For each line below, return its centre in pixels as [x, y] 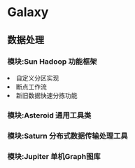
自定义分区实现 [38, 78]
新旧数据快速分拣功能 [47, 95]
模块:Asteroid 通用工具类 [49, 115]
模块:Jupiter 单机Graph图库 [54, 156]
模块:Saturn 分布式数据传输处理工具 [67, 136]
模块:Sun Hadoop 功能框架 [52, 62]
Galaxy [28, 12]
